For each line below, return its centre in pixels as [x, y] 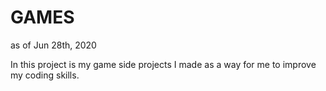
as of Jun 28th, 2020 [53, 45]
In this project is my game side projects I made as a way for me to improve [163, 64]
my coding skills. [45, 75]
